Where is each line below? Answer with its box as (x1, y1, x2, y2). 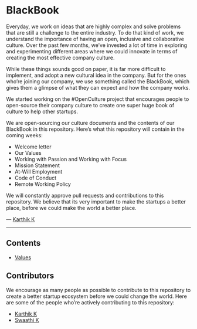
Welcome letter (14, 143, 52, 150)
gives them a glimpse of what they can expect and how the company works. (6, 84, 191, 91)
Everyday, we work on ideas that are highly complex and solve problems (6, 23, 181, 30)
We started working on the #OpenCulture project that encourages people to (6, 95, 189, 103)
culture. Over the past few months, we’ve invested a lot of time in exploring (6, 42, 188, 49)
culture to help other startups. (6, 108, 78, 115)
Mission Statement (14, 162, 60, 169)
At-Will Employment (14, 168, 63, 175)
